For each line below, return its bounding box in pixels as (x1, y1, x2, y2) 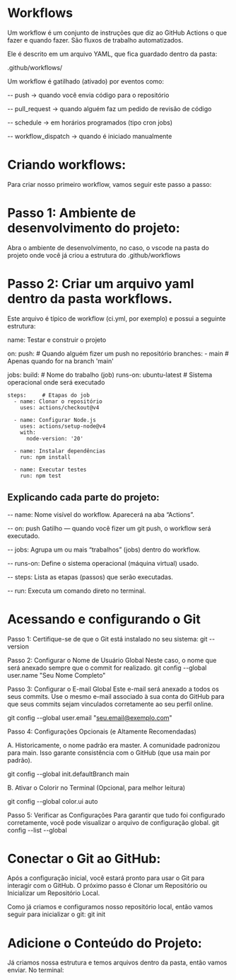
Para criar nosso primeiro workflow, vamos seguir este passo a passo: (7, 180, 212, 188)
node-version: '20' (25, 435, 83, 442)
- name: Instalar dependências (13, 448, 106, 455)
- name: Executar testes (13, 466, 87, 473)
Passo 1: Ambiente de (7, 205, 136, 221)
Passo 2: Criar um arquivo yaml (7, 276, 194, 292)
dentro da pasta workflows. (7, 291, 173, 307)
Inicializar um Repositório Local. (7, 889, 100, 897)
